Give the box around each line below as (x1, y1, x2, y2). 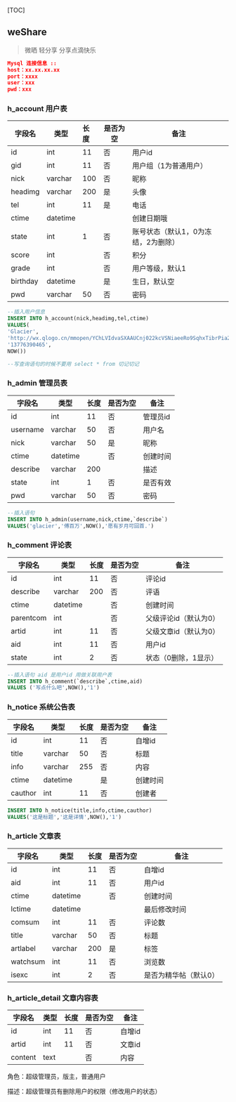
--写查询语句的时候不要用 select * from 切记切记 (7, 360, 140, 367)
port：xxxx (7, 73, 39, 80)
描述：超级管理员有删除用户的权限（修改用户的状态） (7, 1087, 162, 1095)
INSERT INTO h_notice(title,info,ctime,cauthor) (7, 807, 152, 814)
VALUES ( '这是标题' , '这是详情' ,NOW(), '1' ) (7, 813, 122, 820)
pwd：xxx (7, 86, 32, 93)
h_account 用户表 (7, 104, 68, 114)
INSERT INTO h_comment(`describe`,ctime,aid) (7, 678, 143, 685)
